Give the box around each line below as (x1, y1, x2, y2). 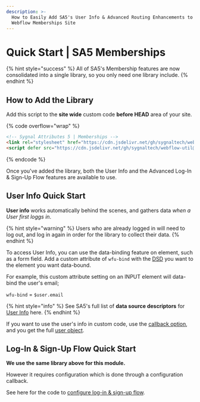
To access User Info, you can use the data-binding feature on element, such (6, 248, 193, 256)
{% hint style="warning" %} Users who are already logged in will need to (6, 225, 186, 232)
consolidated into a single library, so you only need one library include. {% (6, 71, 189, 79)
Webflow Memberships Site (11, 20, 76, 26)
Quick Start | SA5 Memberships (6, 45, 165, 59)
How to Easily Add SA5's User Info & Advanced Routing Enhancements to (11, 14, 193, 20)
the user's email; (18, 279, 60, 286)
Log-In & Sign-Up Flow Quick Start (6, 344, 136, 354)
